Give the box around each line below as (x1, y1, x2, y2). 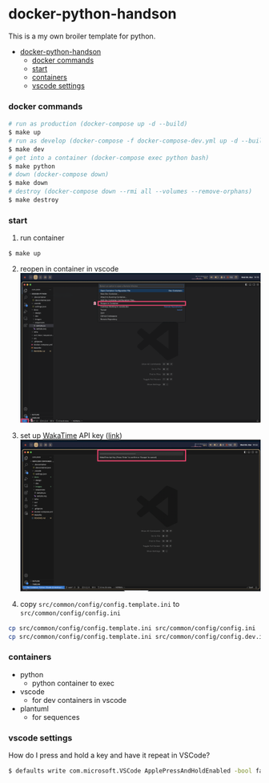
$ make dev (8, 145, 45, 153)
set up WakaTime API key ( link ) (19, 430, 122, 440)
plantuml (19, 704, 50, 713)
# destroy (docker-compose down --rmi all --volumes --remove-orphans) (8, 187, 252, 196)
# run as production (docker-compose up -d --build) (8, 120, 188, 128)
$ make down (8, 179, 48, 187)
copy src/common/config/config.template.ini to (19, 599, 180, 608)
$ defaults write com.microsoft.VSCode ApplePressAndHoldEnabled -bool (8, 767, 252, 775)
